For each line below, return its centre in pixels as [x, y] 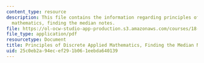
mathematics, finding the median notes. [63, 23]
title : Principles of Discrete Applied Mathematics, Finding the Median [100, 46]
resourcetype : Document [36, 40]
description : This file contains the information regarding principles [99, 17]
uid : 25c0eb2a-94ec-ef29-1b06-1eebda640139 [62, 51]
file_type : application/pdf [42, 34]
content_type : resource [36, 12]
